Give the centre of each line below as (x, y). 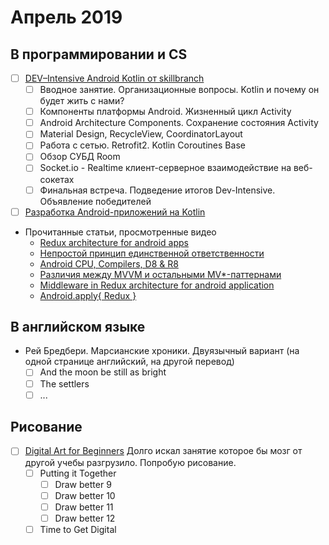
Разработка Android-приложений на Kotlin (115, 212)
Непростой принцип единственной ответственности (152, 253)
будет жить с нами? (82, 101)
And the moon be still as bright (103, 372)
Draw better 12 (85, 518)
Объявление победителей (95, 201)
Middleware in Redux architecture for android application (157, 285)
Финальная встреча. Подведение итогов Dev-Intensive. (157, 190)
